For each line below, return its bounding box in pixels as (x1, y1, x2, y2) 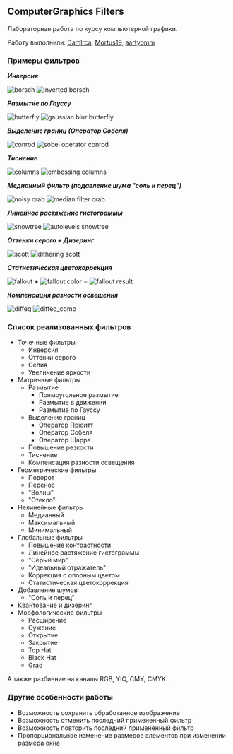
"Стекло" (28, 496, 56, 505)
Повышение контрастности (28, 541, 112, 550)
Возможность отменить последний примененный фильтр (17, 716, 192, 724)
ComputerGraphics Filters (7, 6, 125, 18)
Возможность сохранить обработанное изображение (17, 708, 180, 717)
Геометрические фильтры (17, 466, 97, 474)
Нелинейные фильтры (17, 503, 85, 512)
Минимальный (28, 526, 73, 534)
